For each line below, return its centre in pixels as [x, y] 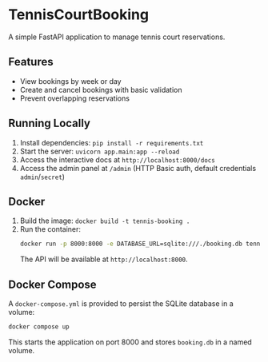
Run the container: [50, 229]
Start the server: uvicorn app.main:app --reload [100, 151]
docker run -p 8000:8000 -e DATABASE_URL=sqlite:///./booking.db [131, 244]
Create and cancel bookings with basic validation [101, 90]
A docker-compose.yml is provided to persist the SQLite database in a [121, 304]
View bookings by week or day [70, 81]
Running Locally [49, 123]
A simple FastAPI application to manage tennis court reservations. [117, 37]
